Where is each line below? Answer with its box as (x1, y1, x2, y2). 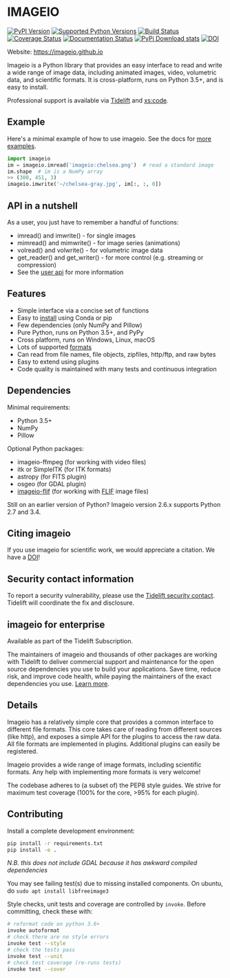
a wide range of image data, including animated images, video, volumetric (7, 68, 217, 76)
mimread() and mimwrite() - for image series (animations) (17, 238, 180, 247)
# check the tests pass (7, 946, 76, 953)
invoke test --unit (7, 953, 63, 959)
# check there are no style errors (7, 934, 109, 941)
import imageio (7, 155, 51, 162)
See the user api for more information (17, 268, 124, 276)
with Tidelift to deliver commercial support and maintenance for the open (7, 658, 215, 665)
